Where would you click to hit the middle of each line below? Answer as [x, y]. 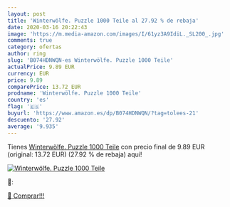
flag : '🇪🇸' [25, 107]
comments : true [30, 41]
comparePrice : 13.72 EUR [44, 87]
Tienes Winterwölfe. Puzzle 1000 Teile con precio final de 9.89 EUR [106, 147]
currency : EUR [28, 73]
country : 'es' [28, 100]
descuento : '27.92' [36, 120]
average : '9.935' [33, 126]
